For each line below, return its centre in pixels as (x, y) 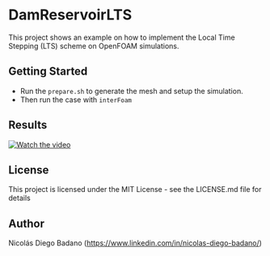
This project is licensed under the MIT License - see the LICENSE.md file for (135, 190)
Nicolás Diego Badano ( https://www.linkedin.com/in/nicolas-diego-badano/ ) (135, 243)
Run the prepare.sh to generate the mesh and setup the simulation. (132, 91)
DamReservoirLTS (70, 15)
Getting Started (48, 72)
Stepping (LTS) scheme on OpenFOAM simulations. (94, 45)
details (19, 198)
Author (26, 223)
